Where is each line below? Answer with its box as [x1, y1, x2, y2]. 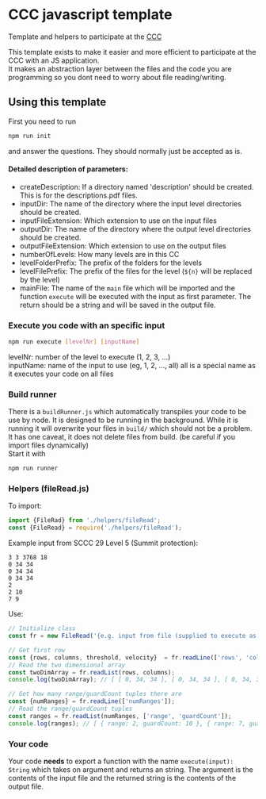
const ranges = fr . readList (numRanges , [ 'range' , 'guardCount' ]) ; [8, 712, 232, 720]
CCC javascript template [8, 6, 173, 24]
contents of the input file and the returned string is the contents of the [8, 774, 237, 783]
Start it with [8, 449, 46, 459]
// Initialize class [8, 624, 77, 632]
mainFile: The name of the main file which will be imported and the [19, 283, 236, 293]
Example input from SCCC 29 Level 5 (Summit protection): [8, 538, 199, 548]
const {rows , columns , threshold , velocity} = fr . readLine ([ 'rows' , [8, 653, 243, 662]
